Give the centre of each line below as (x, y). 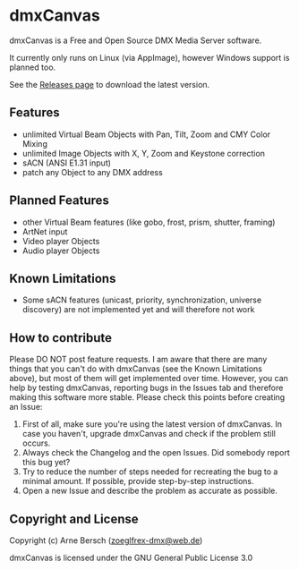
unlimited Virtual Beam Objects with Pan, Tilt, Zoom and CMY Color (146, 134)
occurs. (36, 443)
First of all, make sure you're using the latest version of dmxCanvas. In (152, 424)
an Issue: (26, 407)
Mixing (34, 143)
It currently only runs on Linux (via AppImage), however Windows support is (149, 57)
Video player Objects (61, 241)
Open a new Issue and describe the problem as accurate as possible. (149, 491)
